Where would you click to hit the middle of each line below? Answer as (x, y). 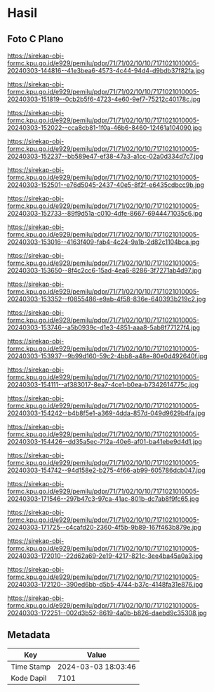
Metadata (29, 635)
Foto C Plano (35, 39)
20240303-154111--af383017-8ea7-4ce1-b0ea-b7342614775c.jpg (103, 385)
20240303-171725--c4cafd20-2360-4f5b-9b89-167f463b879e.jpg (104, 527)
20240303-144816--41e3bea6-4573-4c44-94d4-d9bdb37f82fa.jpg (106, 71)
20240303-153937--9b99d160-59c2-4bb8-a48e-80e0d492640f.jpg (108, 356)
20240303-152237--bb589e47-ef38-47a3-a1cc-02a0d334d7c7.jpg (105, 156)
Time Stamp (31, 667)
